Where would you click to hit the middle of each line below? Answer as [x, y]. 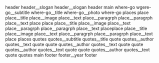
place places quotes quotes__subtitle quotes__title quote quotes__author [79, 39]
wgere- [144, 7]
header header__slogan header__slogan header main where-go [70, 7]
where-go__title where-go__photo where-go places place [90, 12]
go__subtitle [17, 12]
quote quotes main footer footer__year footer [51, 55]
